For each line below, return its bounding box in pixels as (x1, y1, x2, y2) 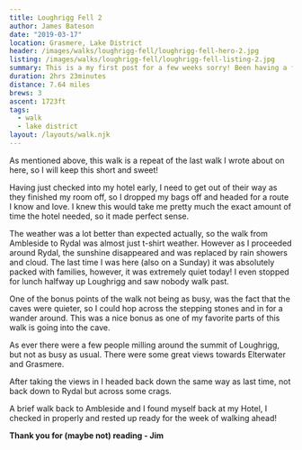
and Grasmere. (9, 358, 65, 369)
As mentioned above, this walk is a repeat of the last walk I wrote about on (9, 155, 285, 166)
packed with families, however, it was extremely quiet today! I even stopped (9, 266, 289, 277)
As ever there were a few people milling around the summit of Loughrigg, (9, 339, 280, 350)
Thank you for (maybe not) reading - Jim (9, 429, 164, 441)
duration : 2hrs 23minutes (9, 72, 106, 81)
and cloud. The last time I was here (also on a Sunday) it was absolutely (9, 256, 275, 267)
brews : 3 (9, 88, 42, 97)
